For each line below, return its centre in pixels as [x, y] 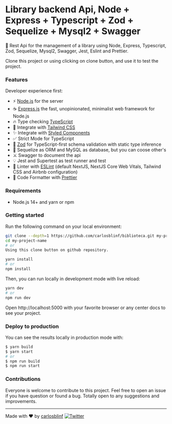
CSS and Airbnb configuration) [45, 172]
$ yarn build [19, 347]
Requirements [23, 191]
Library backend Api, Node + [68, 9]
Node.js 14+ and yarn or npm [43, 202]
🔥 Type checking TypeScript [43, 122]
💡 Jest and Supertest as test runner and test [59, 161]
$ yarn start [19, 352]
